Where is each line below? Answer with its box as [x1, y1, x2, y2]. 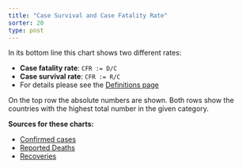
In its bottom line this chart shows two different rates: [8, 48, 182, 58]
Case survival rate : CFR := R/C [19, 72, 121, 82]
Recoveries [19, 151, 57, 161]
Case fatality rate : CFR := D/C [19, 63, 117, 73]
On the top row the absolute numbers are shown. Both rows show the [8, 96, 235, 105]
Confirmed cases [19, 135, 77, 144]
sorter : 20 [8, 19, 44, 27]
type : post [8, 26, 44, 34]
